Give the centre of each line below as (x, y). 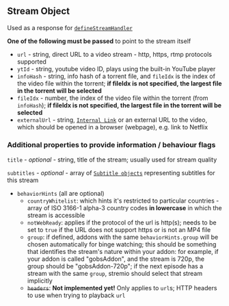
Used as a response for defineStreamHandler (70, 27)
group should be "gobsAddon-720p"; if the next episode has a (115, 266)
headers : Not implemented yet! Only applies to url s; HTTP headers (122, 288)
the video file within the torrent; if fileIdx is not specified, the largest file (119, 83)
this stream (23, 180)
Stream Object (39, 11)
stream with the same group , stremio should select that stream (115, 274)
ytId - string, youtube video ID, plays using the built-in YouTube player (116, 68)
